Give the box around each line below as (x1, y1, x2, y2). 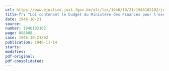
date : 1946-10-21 (5, 16, 42, 21)
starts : (5, 44, 22, 49)
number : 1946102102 (5, 26, 46, 31)
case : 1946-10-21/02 (5, 35, 49, 40)
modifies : (5, 49, 26, 54)
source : (5, 21, 22, 26)
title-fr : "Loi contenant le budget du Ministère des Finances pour (5, 12, 152, 17)
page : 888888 (5, 30, 33, 35)
